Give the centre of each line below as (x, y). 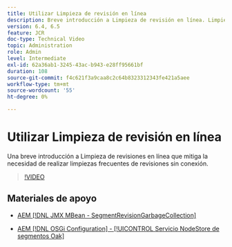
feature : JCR (26, 33)
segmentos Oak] (41, 236)
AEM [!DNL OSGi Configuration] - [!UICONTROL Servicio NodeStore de (118, 228)
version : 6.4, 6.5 (33, 26)
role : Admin (24, 52)
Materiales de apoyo (52, 198)
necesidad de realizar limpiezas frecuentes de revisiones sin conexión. (108, 164)
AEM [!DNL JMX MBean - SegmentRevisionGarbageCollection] (107, 215)
